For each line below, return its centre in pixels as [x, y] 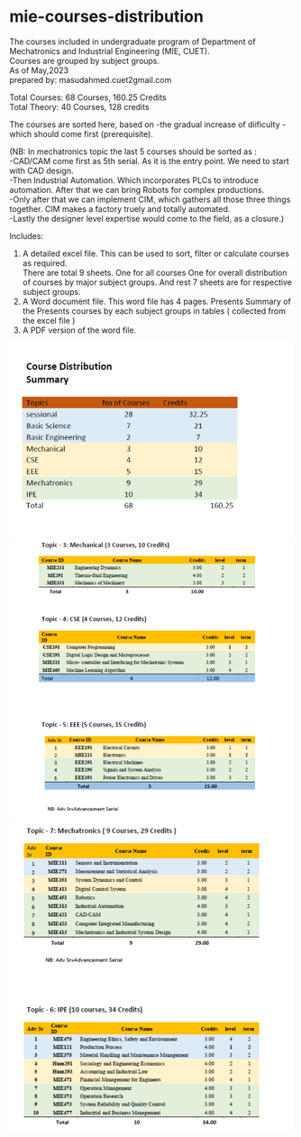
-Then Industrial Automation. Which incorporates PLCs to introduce [134, 180]
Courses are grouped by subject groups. [85, 60]
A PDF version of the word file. [79, 330]
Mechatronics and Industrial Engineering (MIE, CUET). [109, 50]
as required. [45, 262]
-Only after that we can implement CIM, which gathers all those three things [150, 199]
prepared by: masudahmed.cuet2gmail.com [91, 79]
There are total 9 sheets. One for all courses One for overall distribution [155, 272]
